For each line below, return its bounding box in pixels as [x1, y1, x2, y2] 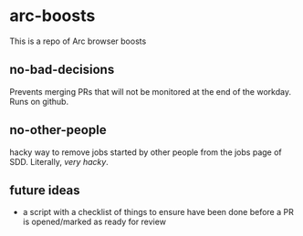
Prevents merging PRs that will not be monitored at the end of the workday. [9, 86, 292, 97]
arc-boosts [9, 5, 96, 26]
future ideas [9, 182, 80, 198]
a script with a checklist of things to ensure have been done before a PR [22, 207, 294, 218]
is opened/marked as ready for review [22, 216, 167, 228]
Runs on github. [9, 96, 69, 107]
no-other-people [9, 122, 107, 138]
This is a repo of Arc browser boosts [9, 36, 147, 46]
